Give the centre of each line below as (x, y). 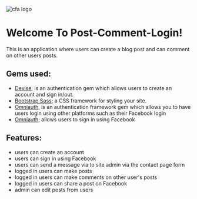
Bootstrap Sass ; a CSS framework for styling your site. (81, 101)
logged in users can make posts (53, 171)
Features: (24, 138)
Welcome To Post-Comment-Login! (94, 33)
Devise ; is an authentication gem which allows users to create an (93, 88)
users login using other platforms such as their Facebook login (90, 113)
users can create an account (49, 152)
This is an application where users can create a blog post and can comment (98, 49)
